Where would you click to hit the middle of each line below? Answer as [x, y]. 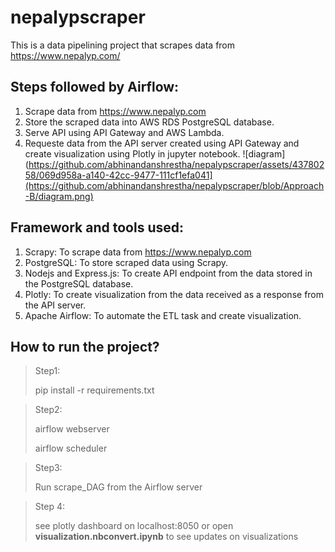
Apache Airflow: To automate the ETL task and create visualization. [163, 315]
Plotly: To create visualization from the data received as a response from [174, 294]
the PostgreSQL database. [79, 283]
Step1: [47, 371]
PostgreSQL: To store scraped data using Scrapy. [126, 262]
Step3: [48, 468]
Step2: [48, 410]
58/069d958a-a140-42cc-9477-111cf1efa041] [118, 175]
